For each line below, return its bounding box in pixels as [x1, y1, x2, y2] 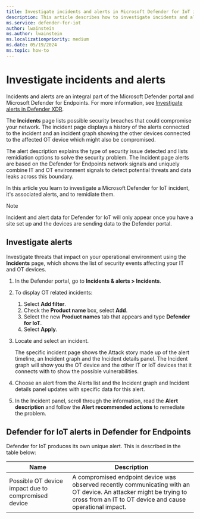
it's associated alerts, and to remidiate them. [6, 190, 115, 198]
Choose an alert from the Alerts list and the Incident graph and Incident [14, 379, 189, 386]
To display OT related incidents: [14, 289, 93, 296]
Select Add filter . [23, 300, 67, 307]
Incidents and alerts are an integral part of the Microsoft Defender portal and [6, 93, 194, 100]
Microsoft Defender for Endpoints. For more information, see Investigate [6, 99, 183, 106]
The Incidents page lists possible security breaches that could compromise [6, 117, 192, 124]
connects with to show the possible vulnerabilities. [14, 367, 139, 375]
